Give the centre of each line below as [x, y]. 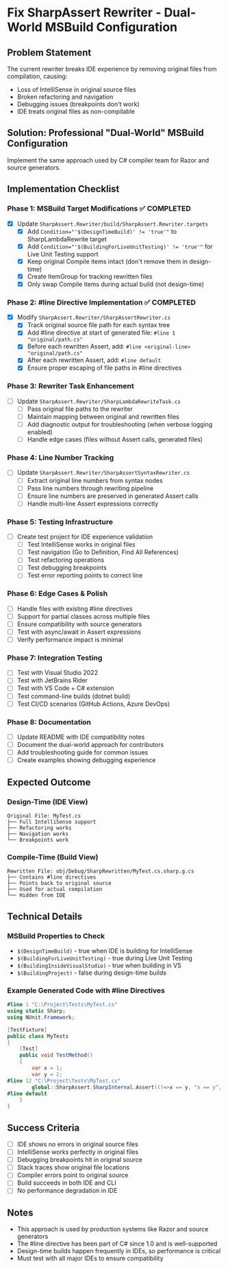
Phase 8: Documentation [49, 722]
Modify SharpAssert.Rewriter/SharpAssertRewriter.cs [94, 318]
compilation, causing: [37, 76]
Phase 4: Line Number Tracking [61, 458]
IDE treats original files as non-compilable [76, 111]
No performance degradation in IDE [67, 1191]
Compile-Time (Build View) [53, 857]
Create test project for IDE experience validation [85, 537]
